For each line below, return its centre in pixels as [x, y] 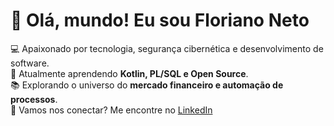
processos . [34, 99]
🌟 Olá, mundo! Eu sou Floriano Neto [160, 20]
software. [30, 63]
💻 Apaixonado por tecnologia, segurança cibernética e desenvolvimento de [167, 48]
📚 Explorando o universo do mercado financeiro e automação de [147, 85]
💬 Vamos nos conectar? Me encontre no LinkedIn [111, 110]
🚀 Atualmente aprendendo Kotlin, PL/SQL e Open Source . [129, 73]
